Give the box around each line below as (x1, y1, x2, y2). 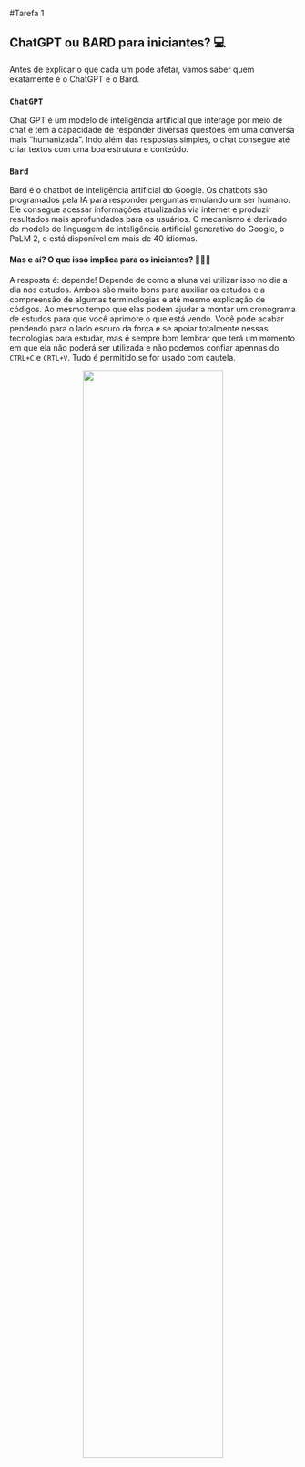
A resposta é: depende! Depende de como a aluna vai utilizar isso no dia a (9, 274, 289, 285)
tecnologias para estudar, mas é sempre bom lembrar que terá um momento (9, 332, 296, 343)
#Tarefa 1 (9, 8, 45, 18)
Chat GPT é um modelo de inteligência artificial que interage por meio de (9, 115, 283, 126)
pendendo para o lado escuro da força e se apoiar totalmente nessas (9, 322, 269, 333)
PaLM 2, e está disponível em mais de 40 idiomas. (9, 233, 198, 244)
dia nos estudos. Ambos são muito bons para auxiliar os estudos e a (9, 284, 266, 295)
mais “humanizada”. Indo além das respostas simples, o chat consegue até (9, 134, 290, 145)
